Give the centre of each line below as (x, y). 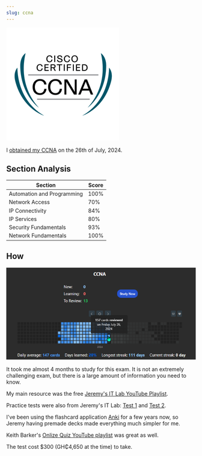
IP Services (23, 219)
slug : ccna (20, 13)
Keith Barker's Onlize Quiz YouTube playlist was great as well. (83, 435)
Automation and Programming (46, 194)
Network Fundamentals (38, 236)
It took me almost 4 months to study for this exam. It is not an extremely (95, 369)
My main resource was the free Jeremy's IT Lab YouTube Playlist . (87, 394)
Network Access (29, 202)
